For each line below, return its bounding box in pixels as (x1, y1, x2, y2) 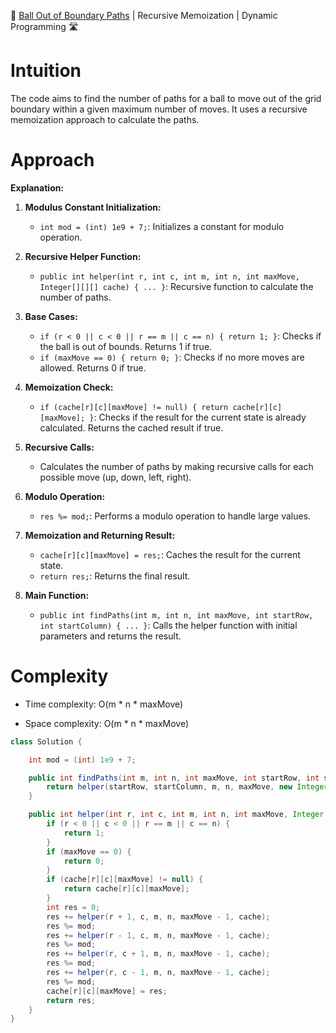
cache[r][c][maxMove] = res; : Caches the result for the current (39, 548, 301, 560)
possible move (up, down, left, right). (39, 471, 192, 483)
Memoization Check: (24, 381, 114, 393)
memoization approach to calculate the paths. (10, 113, 200, 125)
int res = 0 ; (46, 902, 101, 912)
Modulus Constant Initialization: (24, 201, 162, 213)
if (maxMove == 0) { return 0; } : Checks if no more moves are (39, 351, 305, 363)
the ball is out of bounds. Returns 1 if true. (39, 340, 213, 352)
